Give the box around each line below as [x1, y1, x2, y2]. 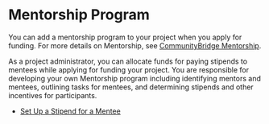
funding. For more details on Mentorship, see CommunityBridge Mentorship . [8, 40, 262, 50]
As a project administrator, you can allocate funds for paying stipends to [8, 56, 248, 66]
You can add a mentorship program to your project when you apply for [8, 32, 242, 42]
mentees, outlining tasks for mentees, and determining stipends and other [8, 82, 254, 92]
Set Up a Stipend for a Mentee [19, 106, 121, 116]
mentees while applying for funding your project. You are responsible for [8, 64, 250, 74]
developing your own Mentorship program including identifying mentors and [8, 73, 262, 83]
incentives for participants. [8, 90, 97, 100]
